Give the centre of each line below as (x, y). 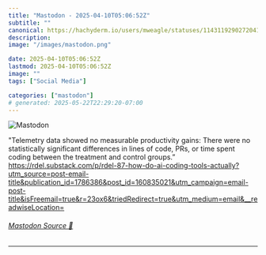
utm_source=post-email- (49, 174)
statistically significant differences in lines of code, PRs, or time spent (122, 149)
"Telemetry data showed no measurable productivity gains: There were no (129, 141)
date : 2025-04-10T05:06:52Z (55, 59)
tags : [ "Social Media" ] (47, 81)
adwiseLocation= (36, 208)
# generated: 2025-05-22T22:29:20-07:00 (76, 103)
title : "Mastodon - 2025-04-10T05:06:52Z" (79, 15)
